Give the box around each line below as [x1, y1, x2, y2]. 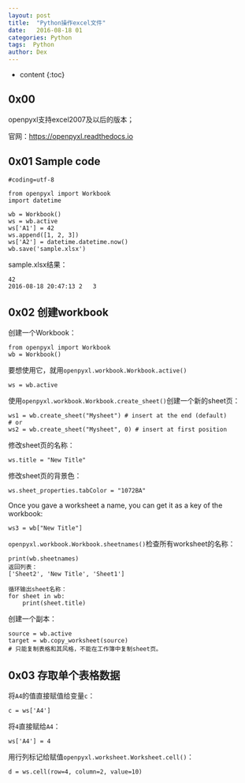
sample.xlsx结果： [8, 260, 68, 269]
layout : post [8, 11, 51, 20]
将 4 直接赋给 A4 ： [8, 721, 61, 731]
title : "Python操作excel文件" [8, 19, 106, 27]
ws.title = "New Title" [8, 456, 87, 464]
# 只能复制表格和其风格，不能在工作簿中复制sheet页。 [8, 645, 162, 654]
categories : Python [8, 33, 72, 42]
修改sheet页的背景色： [8, 471, 82, 481]
